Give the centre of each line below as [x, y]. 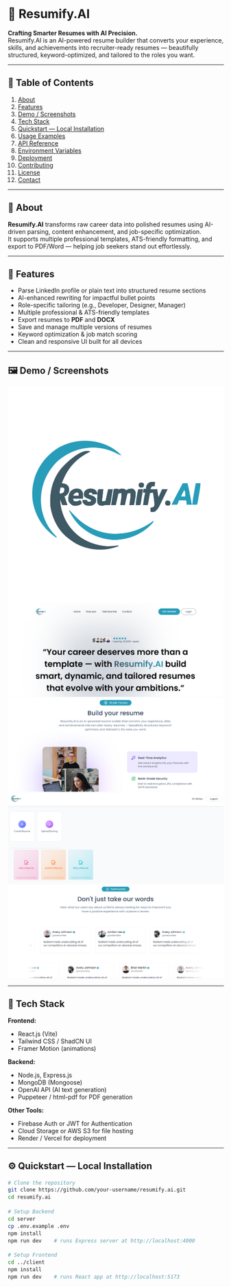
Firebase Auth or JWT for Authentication [75, 1123]
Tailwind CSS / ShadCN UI [54, 1041]
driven [17, 231]
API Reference [38, 143]
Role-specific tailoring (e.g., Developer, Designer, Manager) [101, 305]
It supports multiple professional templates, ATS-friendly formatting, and [110, 239]
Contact [29, 179]
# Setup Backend [31, 1212]
